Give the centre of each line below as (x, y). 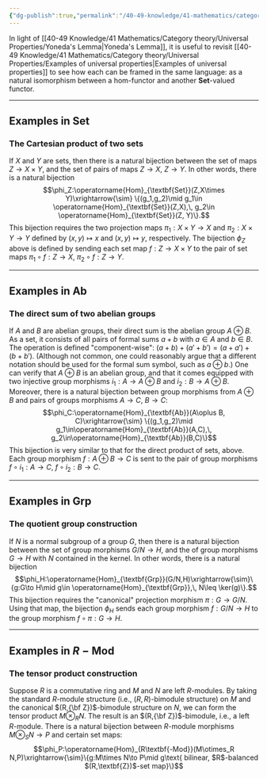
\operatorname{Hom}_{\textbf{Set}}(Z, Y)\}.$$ (134, 216)
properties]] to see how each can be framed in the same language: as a (126, 71)
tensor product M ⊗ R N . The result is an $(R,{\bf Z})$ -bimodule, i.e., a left (129, 717)
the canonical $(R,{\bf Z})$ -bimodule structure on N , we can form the (123, 707)
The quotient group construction (73, 524)
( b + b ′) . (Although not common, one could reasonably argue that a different (133, 356)
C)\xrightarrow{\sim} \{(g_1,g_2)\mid (134, 421)
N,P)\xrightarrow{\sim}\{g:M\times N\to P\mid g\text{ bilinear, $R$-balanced (134, 757)
